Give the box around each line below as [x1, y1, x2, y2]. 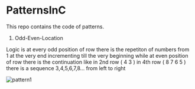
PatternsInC [6, 4, 66, 17]
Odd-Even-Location [14, 34, 63, 41]
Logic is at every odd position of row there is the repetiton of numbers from [6, 45, 190, 53]
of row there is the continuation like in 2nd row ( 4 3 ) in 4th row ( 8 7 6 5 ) [6, 58, 186, 65]
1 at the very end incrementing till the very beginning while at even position [6, 52, 188, 59]
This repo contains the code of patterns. [6, 23, 105, 30]
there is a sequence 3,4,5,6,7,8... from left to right [6, 64, 126, 71]
